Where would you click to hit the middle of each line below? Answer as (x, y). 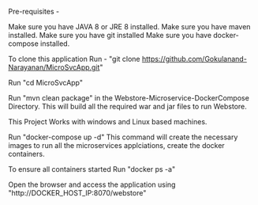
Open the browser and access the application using (92, 184)
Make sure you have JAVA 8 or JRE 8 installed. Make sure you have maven (129, 27)
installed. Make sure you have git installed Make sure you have (110, 35)
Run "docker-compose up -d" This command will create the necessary (123, 137)
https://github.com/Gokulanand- (194, 59)
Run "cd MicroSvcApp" (46, 83)
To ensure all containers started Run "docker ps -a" (92, 169)
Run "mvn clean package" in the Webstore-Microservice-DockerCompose (129, 98)
